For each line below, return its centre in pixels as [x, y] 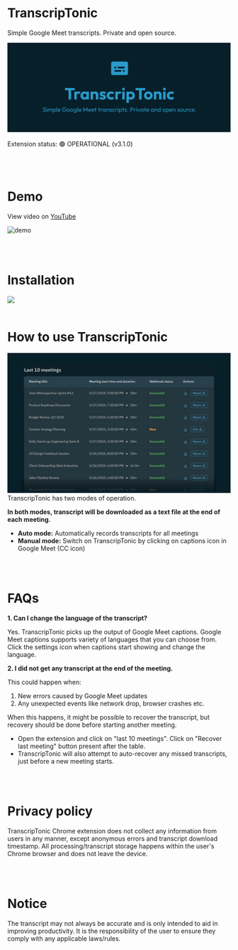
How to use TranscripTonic [88, 337]
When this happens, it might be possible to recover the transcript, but [109, 717]
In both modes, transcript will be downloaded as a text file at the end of [114, 512]
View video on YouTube [42, 217]
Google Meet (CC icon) [51, 548]
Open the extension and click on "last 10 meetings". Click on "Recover [120, 738]
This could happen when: [44, 682]
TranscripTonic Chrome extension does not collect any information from [112, 831]
